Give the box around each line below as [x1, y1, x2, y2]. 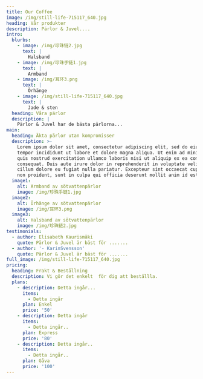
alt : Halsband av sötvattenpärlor [17, 217, 104, 223]
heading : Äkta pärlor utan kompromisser [11, 133, 115, 139]
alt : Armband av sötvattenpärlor [17, 183, 101, 189]
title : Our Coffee [6, 8, 53, 15]
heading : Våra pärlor [11, 110, 66, 116]
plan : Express [22, 329, 59, 336]
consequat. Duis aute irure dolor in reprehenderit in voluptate [17, 161, 185, 167]
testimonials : [6, 228, 42, 234]
